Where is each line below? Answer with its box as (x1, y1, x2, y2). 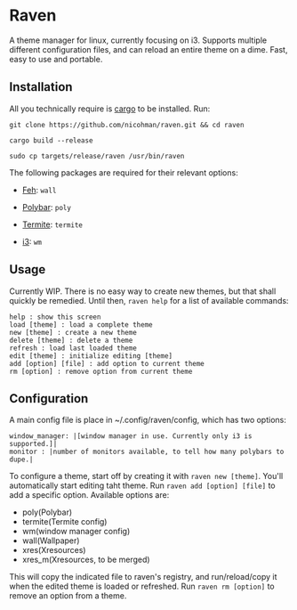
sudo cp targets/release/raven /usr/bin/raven (9, 151, 185, 160)
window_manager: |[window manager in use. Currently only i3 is (9, 432, 253, 441)
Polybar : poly (21, 201, 71, 212)
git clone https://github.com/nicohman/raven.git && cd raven (9, 120, 245, 129)
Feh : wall (21, 184, 57, 195)
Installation (9, 79, 73, 94)
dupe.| (9, 455, 34, 464)
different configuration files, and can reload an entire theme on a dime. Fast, (9, 44, 288, 54)
